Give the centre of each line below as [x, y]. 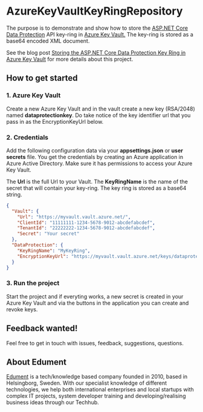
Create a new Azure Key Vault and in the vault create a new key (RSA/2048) [101, 109]
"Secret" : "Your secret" [48, 234]
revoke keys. [22, 309]
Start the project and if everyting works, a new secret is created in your [95, 296]
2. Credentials [27, 137]
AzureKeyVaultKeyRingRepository [95, 11]
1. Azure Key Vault [34, 95]
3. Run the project [33, 283]
